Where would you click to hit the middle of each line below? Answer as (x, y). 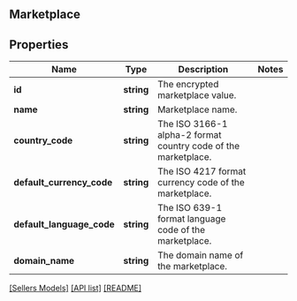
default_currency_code (63, 183)
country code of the (199, 147)
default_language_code (64, 224)
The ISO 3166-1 (193, 124)
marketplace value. (197, 95)
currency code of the (201, 183)
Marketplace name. (198, 109)
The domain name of (201, 255)
